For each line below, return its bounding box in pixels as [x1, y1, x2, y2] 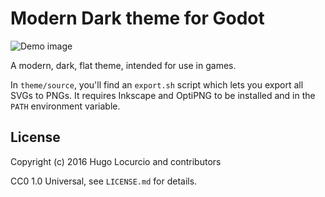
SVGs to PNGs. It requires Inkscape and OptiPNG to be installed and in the [10, 89, 316, 101]
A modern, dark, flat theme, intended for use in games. [10, 59, 237, 71]
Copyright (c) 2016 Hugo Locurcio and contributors [10, 155, 222, 167]
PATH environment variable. [10, 100, 121, 112]
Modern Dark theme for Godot [10, 7, 265, 30]
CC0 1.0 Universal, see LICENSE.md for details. [10, 175, 198, 187]
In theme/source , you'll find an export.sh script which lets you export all [10, 78, 304, 91]
